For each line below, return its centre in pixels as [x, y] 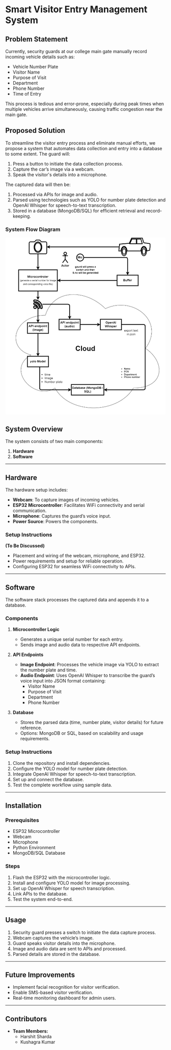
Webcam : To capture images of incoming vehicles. [66, 500]
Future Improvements [40, 975]
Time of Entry [27, 94]
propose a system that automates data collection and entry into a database [84, 148]
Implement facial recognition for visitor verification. [66, 987]
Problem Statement [37, 39]
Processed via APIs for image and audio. [55, 194]
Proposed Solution [35, 131]
